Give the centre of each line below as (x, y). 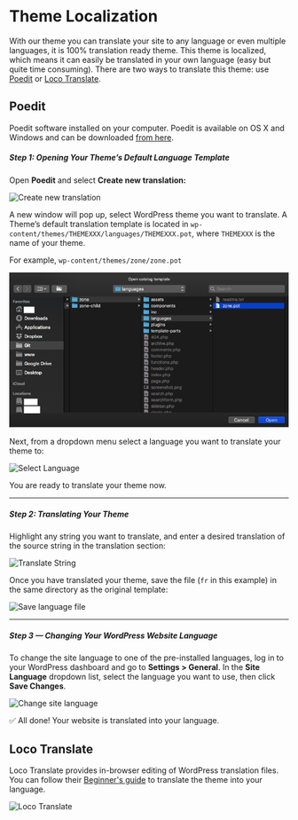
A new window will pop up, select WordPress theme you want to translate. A (149, 214)
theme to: (27, 451)
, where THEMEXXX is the (234, 233)
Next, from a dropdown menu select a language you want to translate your (145, 442)
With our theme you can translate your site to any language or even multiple (148, 41)
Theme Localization (83, 16)
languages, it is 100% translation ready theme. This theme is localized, (138, 50)
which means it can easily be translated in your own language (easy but (140, 59)
